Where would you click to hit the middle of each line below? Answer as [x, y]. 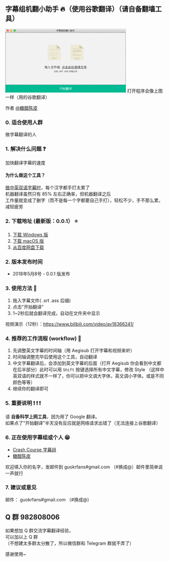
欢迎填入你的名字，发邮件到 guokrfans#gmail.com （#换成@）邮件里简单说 [84, 467]
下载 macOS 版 [28, 241]
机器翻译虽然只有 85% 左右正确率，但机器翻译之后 [58, 194]
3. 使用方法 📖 [21, 288]
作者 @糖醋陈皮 [22, 108]
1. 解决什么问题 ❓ [26, 149]
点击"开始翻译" [28, 306]
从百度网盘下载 [28, 247]
